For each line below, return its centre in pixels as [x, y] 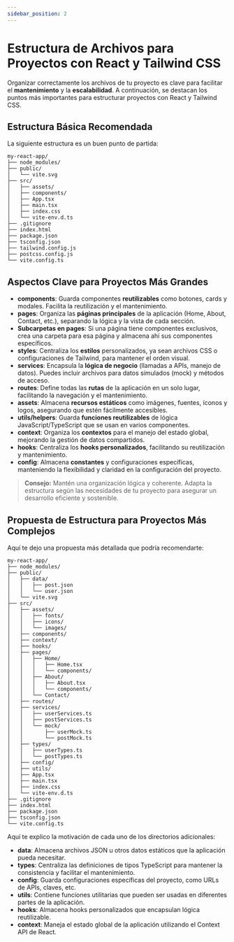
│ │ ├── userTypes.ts [45, 750]
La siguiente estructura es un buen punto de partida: [83, 143]
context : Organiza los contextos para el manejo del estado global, [113, 433]
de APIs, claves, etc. [46, 887]
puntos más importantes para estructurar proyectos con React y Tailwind [112, 97]
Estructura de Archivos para [91, 48]
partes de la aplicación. [51, 902]
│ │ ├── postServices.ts [50, 720]
